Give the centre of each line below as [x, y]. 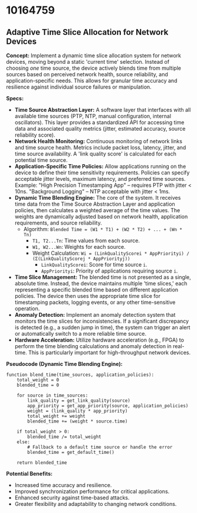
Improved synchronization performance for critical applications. [92, 491]
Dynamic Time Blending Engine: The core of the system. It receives [98, 198]
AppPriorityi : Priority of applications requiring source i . [109, 271]
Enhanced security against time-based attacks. [72, 498]
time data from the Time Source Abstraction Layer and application [95, 204]
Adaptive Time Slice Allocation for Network [87, 32]
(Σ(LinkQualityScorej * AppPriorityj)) [81, 259]
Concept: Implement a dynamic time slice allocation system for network [94, 56]
